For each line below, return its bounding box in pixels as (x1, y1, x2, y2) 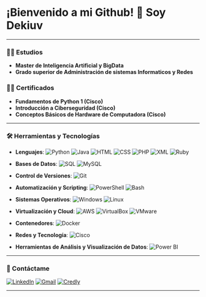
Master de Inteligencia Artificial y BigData (15, 62, 124, 69)
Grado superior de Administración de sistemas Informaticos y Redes (15, 69, 193, 76)
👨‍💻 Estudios (6, 48, 43, 56)
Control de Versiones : (15, 171, 72, 179)
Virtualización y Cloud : (15, 208, 75, 215)
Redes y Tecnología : (15, 231, 69, 238)
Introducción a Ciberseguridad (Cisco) (15, 104, 116, 111)
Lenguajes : (15, 148, 45, 156)
